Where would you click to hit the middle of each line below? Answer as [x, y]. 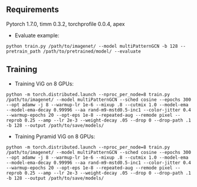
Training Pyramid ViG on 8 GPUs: [55, 136]
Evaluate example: [37, 35]
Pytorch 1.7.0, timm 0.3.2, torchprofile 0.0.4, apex [65, 24]
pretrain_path [24, 51]
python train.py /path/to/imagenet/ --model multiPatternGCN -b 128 [92, 46]
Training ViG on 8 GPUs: [44, 83]
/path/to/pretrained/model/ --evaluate [92, 51]
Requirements [32, 10]
